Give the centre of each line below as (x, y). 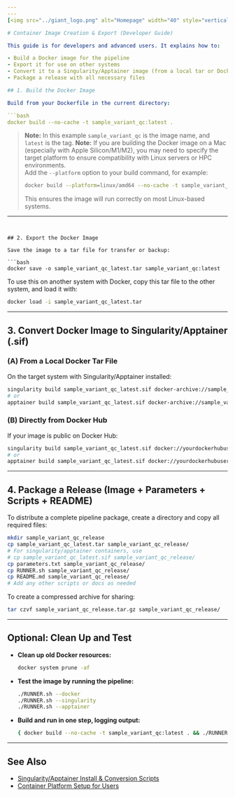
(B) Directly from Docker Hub (57, 420)
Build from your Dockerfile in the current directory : (89, 103)
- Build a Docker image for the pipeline (69, 58)
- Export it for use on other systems (64, 65)
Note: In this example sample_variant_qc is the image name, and (117, 136)
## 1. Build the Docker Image (51, 90)
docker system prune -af (54, 667)
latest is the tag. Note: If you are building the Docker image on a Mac (125, 143)
